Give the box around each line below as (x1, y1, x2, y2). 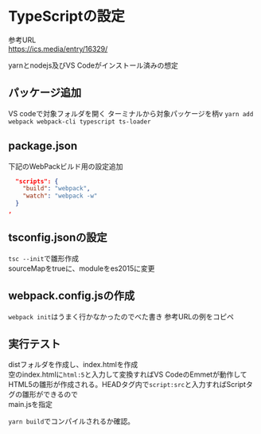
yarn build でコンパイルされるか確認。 (8, 416, 135, 426)
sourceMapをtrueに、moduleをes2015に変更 (8, 264, 155, 273)
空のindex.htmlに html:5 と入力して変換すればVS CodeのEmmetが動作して (8, 369, 248, 379)
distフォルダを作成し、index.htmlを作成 (8, 360, 138, 369)
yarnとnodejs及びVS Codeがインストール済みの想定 (8, 61, 179, 70)
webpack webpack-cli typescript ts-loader (8, 117, 151, 126)
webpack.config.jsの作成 (8, 289, 135, 303)
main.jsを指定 (8, 400, 53, 409)
